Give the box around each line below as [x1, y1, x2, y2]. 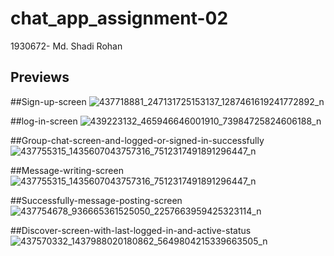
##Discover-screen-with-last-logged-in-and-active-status [10, 224, 252, 236]
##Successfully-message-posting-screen [10, 194, 183, 206]
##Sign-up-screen [10, 95, 87, 107]
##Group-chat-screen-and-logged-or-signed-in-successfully [10, 134, 265, 146]
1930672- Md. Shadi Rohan [10, 40, 123, 52]
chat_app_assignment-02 [10, 7, 229, 30]
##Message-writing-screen [10, 164, 124, 176]
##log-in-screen [10, 115, 78, 127]
